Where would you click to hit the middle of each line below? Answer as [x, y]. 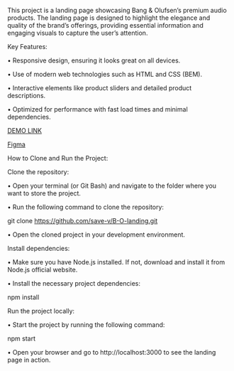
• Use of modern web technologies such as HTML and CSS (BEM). [105, 74]
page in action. [29, 360]
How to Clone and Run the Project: [58, 158]
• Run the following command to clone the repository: [86, 207]
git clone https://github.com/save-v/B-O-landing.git [83, 221]
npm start [22, 338]
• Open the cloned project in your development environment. [96, 235]
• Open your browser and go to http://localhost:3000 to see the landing [112, 352]
